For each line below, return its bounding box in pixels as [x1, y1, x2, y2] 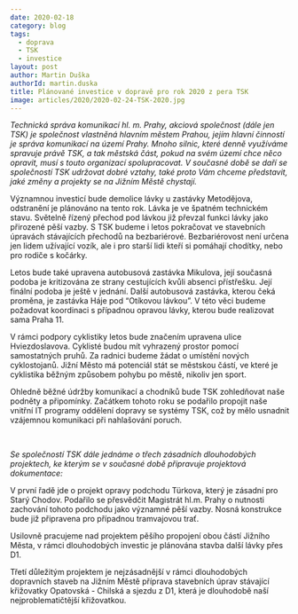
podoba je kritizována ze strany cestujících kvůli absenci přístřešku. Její [10, 277, 273, 287]
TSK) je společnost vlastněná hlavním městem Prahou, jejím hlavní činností [10, 130, 285, 140]
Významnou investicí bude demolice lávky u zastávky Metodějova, [10, 193, 254, 204]
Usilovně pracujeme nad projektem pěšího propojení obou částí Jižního [10, 531, 271, 541]
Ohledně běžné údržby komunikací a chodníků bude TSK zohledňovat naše [10, 387, 285, 398]
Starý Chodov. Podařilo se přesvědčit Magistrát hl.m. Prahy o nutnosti [10, 494, 265, 506]
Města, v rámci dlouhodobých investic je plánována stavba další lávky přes [10, 540, 283, 551]
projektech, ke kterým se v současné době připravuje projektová [10, 459, 247, 469]
